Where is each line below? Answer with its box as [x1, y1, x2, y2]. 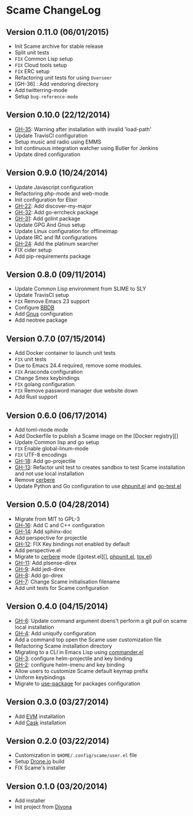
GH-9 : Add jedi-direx [14, 565, 66, 573]
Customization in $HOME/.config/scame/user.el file [14, 752, 137, 759]
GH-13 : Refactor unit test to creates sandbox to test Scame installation [14, 464, 185, 471]
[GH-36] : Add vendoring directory [14, 80, 99, 87]
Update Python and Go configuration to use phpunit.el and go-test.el [14, 482, 181, 490]
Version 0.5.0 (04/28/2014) [6, 500, 110, 510]
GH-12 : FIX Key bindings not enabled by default [14, 540, 130, 547]
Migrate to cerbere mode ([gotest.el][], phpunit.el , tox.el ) [14, 553, 152, 560]
